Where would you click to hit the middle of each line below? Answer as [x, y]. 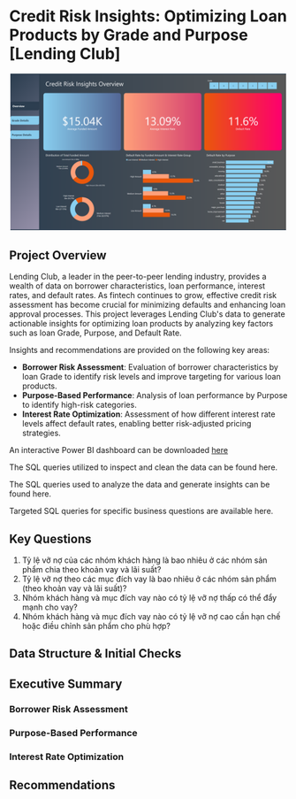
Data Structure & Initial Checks [95, 653]
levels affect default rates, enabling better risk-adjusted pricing [137, 424]
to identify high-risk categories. [79, 405]
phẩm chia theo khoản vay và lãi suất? [91, 570]
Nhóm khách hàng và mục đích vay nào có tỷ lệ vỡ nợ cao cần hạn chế [151, 617]
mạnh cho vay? [49, 607]
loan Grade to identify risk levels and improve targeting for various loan [151, 377]
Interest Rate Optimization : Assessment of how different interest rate [148, 414]
